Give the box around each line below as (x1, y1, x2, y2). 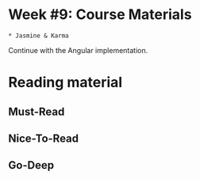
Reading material (8, 74, 123, 92)
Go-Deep (8, 158, 54, 172)
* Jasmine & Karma (8, 32, 69, 40)
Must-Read (8, 105, 65, 118)
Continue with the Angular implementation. (8, 45, 148, 55)
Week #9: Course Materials (8, 6, 192, 24)
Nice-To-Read (8, 131, 79, 145)
